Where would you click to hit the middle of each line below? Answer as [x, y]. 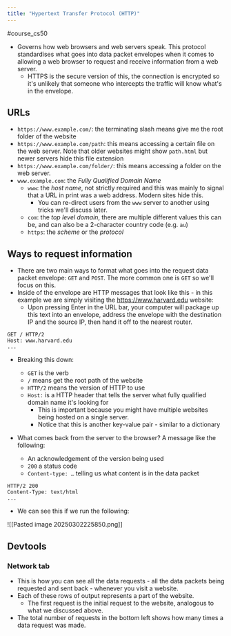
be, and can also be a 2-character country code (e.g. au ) [108, 225]
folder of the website [47, 136]
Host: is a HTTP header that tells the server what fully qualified [117, 395]
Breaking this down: [46, 360]
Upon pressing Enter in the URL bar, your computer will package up [123, 307]
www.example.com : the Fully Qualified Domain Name [89, 181]
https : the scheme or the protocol [76, 232]
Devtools [27, 546]
